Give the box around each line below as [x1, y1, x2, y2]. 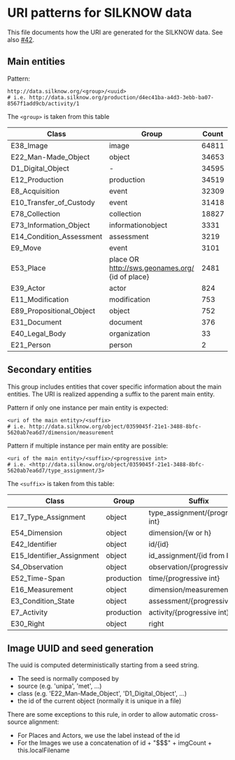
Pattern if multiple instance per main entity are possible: [7, 441, 169, 450]
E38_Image [10, 141, 48, 150]
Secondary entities [7, 364, 92, 375]
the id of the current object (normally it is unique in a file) [17, 697, 182, 705]
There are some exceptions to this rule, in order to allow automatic [7, 710, 199, 719]
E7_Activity [10, 607, 48, 617]
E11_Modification [10, 294, 69, 304]
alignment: [29, 718, 59, 726]
